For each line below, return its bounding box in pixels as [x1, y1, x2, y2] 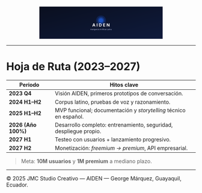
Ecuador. [6, 181, 28, 189]
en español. [55, 113, 84, 120]
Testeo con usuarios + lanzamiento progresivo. [55, 136, 171, 143]
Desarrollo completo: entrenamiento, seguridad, [55, 121, 173, 129]
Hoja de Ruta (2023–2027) [6, 59, 141, 73]
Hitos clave [109, 82, 139, 89]
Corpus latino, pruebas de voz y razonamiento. [55, 98, 171, 105]
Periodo [19, 82, 40, 89]
